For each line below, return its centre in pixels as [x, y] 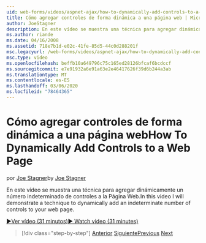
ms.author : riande [30, 35]
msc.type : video [27, 58]
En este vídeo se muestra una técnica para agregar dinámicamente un [95, 190]
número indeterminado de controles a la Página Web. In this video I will [95, 196]
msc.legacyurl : [26, 52]
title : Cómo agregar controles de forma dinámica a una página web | [97, 18]
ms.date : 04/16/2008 [33, 40]
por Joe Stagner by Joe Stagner [46, 178]
